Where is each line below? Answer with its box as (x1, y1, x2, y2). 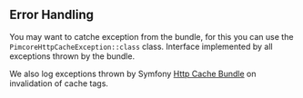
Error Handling (9, 7, 94, 23)
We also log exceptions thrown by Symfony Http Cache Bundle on (9, 68, 257, 79)
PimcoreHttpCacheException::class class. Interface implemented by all (9, 41, 273, 52)
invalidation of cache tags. (9, 77, 109, 89)
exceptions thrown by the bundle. (9, 50, 135, 62)
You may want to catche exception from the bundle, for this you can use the (9, 31, 294, 42)
